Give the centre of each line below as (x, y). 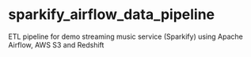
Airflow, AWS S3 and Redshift (56, 44)
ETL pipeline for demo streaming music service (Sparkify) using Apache (125, 36)
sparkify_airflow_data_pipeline (112, 15)
